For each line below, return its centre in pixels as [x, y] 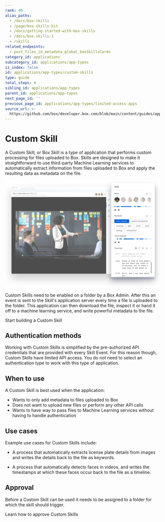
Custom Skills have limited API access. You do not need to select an [74, 358]
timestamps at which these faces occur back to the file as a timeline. [82, 472]
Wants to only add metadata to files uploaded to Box [65, 400]
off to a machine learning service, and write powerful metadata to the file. [80, 311]
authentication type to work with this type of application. [62, 363]
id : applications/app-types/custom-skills [49, 73]
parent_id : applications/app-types [41, 93]
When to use [25, 378]
